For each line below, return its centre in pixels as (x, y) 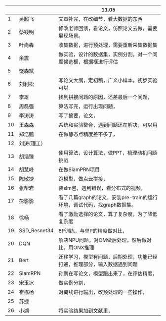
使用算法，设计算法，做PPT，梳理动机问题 (108, 153)
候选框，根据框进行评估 (91, 62)
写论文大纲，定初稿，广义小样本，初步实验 (108, 80)
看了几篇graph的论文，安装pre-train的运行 (108, 197)
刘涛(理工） (32, 143)
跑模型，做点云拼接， (83, 179)
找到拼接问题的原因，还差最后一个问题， (105, 97)
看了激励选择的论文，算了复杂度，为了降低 (108, 214)
